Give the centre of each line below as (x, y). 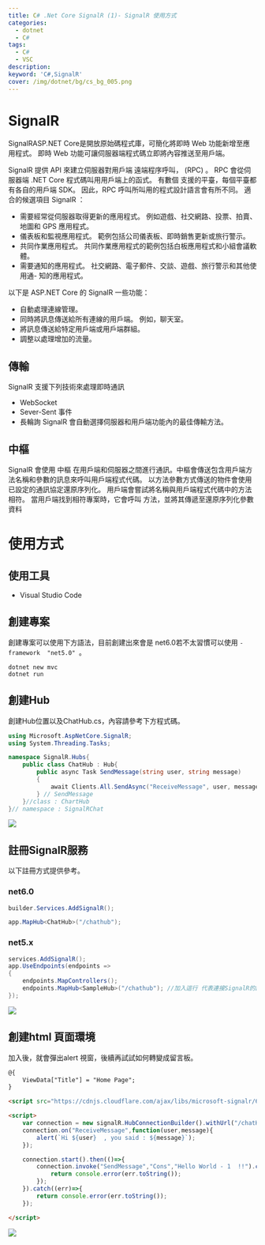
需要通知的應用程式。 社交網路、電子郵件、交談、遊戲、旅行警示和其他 (134, 266)
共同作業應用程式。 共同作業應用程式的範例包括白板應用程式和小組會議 (134, 246)
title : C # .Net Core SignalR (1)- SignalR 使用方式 (93, 15)
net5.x (21, 942)
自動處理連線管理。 (51, 310)
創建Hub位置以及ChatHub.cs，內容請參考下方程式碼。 (96, 720)
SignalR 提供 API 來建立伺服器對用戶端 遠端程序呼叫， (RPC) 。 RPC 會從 (126, 170)
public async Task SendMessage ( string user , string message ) (139, 772)
